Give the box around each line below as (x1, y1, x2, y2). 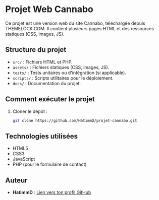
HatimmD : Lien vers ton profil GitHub (12, 189, 91, 195)
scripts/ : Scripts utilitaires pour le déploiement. (12, 75, 114, 81)
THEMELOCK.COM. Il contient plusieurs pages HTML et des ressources (5, 25, 154, 31)
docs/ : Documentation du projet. (12, 80, 81, 86)
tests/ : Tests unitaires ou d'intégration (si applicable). (12, 70, 126, 76)
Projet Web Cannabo (5, 4, 93, 15)
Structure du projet (5, 45, 67, 54)
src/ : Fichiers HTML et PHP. (12, 59, 73, 65)
